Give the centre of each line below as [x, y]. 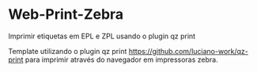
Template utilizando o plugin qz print [68, 51]
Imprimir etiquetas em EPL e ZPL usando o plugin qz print [102, 36]
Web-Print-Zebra [66, 14]
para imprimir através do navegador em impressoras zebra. [122, 59]
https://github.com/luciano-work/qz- [189, 51]
